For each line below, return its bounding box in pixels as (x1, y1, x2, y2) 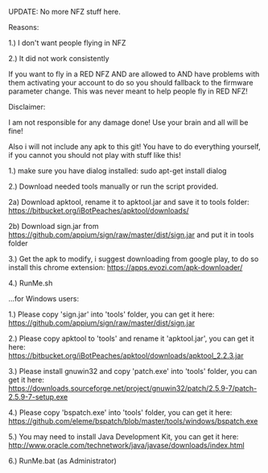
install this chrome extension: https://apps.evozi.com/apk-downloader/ (8, 263, 243, 272)
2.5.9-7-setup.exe (8, 392, 68, 401)
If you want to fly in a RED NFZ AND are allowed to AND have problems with (8, 69, 260, 79)
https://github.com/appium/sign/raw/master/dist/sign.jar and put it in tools (8, 230, 254, 239)
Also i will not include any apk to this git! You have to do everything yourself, (8, 142, 262, 151)
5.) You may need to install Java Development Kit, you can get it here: (8, 432, 239, 442)
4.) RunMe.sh (8, 278, 53, 288)
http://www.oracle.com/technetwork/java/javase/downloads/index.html (8, 441, 245, 450)
